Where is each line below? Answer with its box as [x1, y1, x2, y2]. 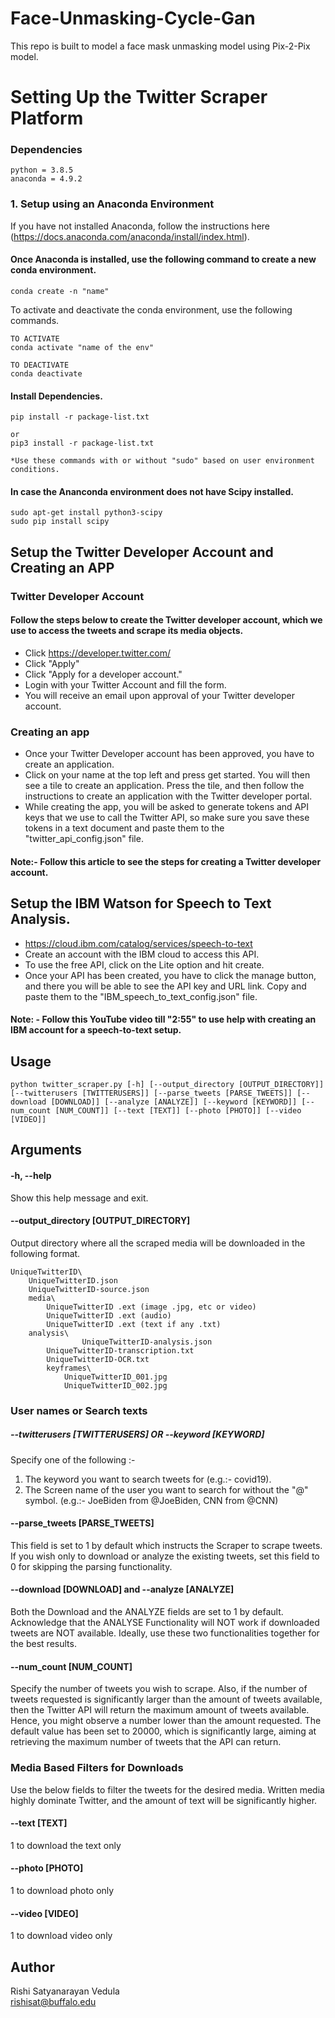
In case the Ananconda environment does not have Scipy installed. [10, 485, 294, 497]
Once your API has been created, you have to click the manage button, [24, 969, 317, 981]
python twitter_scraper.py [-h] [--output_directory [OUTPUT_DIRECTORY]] [10, 1079, 325, 1089]
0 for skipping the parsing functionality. [10, 1560, 173, 1572]
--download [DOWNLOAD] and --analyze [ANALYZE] [10, 1583, 235, 1596]
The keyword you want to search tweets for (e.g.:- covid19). [24, 1473, 272, 1485]
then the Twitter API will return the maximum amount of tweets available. [10, 1704, 310, 1716]
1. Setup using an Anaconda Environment [10, 197, 215, 211]
